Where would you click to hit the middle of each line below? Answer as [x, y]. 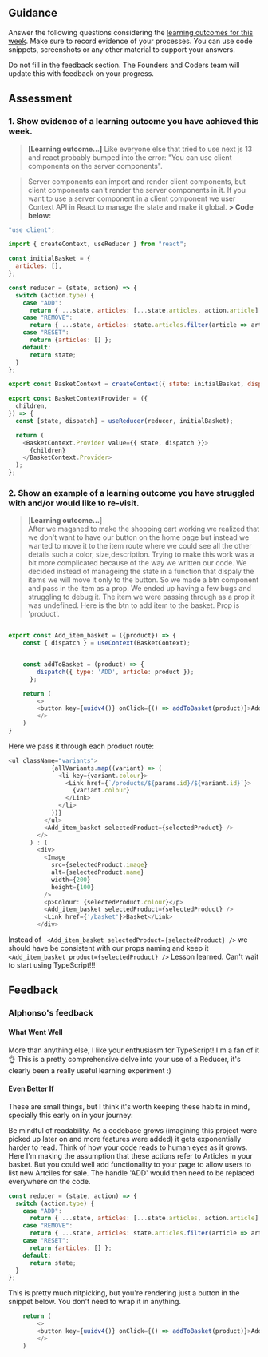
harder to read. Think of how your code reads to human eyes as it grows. [128, 1147]
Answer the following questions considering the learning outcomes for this [131, 32]
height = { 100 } [72, 887]
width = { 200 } [71, 880]
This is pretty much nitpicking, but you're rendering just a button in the [124, 1293]
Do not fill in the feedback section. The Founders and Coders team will [124, 65]
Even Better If [31, 1089]
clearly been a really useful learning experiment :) [90, 1070]
